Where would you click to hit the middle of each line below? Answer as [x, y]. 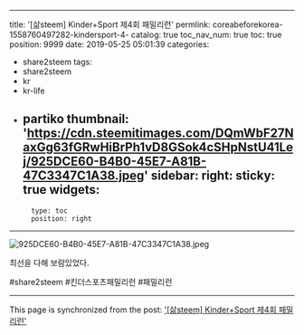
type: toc [49, 211]
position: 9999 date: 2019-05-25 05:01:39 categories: [109, 44]
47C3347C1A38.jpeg [83, 176]
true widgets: [61, 190]
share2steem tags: [57, 62]
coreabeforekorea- [247, 24]
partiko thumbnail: [76, 119]
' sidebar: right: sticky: [210, 176]
